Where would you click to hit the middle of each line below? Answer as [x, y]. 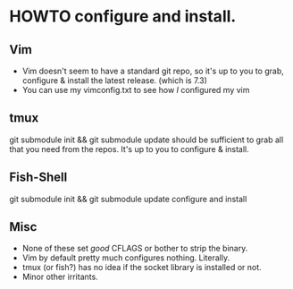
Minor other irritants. [60, 277]
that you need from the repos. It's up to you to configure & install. [130, 149]
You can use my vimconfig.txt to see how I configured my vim [136, 90]
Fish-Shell [38, 178]
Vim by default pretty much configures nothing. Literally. [126, 258]
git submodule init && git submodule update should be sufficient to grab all [146, 140]
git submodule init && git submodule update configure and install [128, 199]
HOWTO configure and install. [123, 17]
